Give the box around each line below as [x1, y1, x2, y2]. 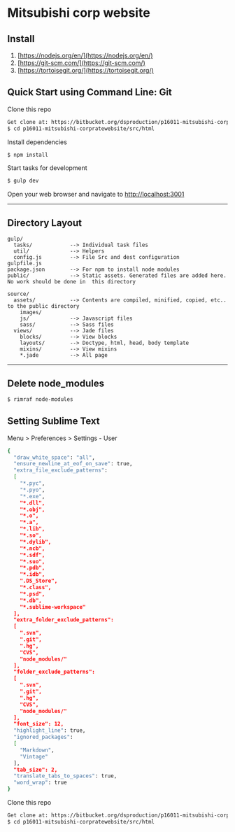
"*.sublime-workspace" [20, 603, 86, 610]
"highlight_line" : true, [13, 727, 86, 734]
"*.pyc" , [20, 480, 45, 487]
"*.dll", [20, 499, 45, 507]
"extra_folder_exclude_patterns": [13, 616, 114, 623]
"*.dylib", [20, 538, 52, 545]
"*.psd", [20, 590, 45, 598]
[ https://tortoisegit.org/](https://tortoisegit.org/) [17, 66, 154, 74]
